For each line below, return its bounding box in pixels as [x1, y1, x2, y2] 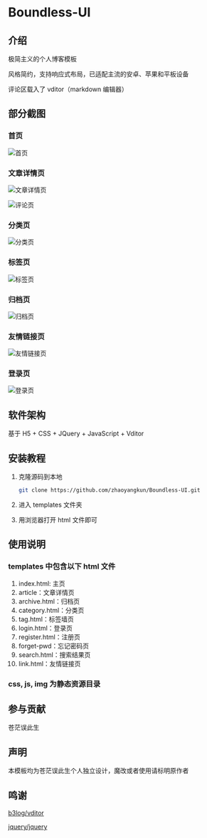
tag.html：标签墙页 [18, 614, 74, 624]
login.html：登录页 [18, 624, 73, 632]
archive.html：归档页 [18, 596, 80, 606]
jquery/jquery [8, 822, 48, 831]
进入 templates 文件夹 [18, 500, 83, 509]
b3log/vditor [8, 809, 45, 817]
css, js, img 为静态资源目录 [8, 678, 101, 688]
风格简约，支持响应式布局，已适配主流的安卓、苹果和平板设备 [8, 70, 189, 78]
